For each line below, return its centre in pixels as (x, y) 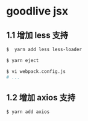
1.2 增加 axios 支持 (41, 98)
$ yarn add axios (28, 112)
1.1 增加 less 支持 (37, 35)
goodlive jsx (37, 11)
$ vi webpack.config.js (36, 71)
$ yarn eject (23, 60)
